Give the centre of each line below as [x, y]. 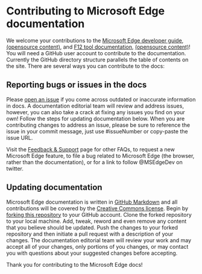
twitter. [15, 168]
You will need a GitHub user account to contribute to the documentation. [96, 53]
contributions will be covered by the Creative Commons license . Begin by [97, 208]
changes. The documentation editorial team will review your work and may [99, 240]
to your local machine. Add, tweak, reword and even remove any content [96, 221]
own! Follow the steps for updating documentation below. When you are [96, 118]
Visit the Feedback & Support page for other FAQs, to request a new [90, 149]
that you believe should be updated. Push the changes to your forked [92, 227]
